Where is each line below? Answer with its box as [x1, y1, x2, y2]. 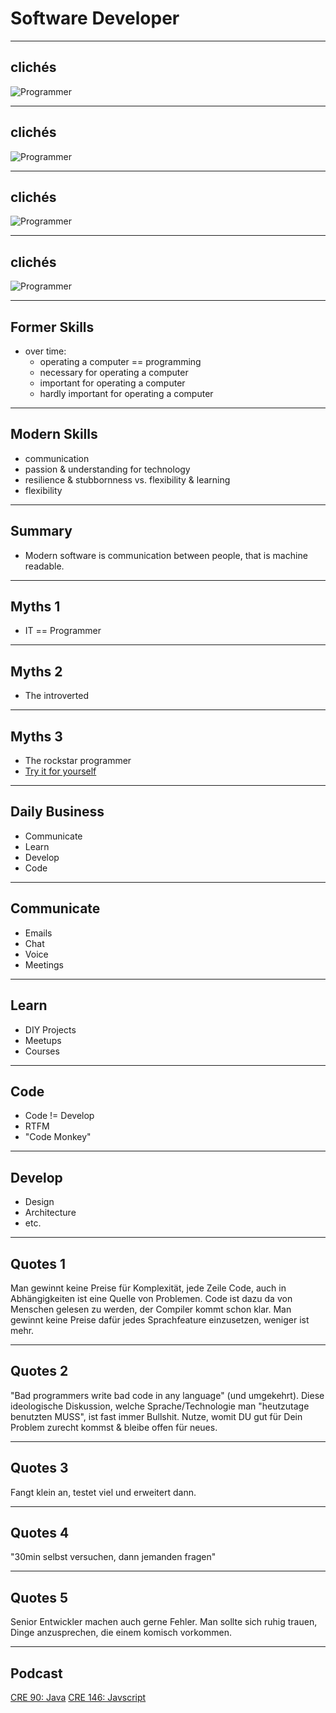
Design [24, 1196, 55, 1208]
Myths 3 [10, 728, 63, 745]
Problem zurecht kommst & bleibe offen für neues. [10, 1421, 218, 1433]
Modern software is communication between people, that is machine [24, 549, 308, 561]
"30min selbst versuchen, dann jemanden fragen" [10, 1551, 217, 1563]
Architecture [24, 1207, 77, 1219]
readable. [24, 560, 65, 572]
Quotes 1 [10, 1255, 67, 1272]
